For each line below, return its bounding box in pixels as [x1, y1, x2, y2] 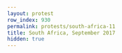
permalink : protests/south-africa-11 [7, 23, 116, 30]
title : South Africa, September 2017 [7, 29, 116, 36]
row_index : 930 [7, 17, 51, 23]
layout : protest [7, 10, 54, 17]
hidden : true [7, 36, 45, 43]
